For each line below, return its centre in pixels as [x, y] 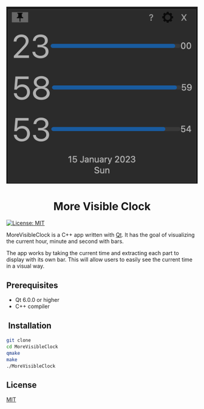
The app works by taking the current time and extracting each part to [93, 253]
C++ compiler [32, 306]
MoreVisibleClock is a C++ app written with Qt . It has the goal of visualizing [101, 235]
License [22, 385]
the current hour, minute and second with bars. [65, 242]
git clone [19, 340]
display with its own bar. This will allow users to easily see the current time [100, 260]
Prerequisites [32, 285]
